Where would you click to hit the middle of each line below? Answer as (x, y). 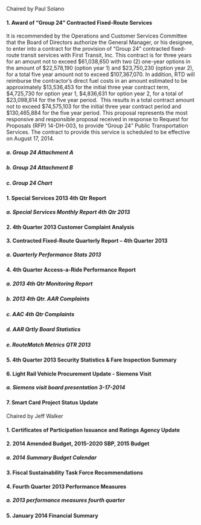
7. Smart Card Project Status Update (52, 402)
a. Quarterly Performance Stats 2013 (54, 255)
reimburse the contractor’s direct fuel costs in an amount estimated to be (97, 81)
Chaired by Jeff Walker (35, 416)
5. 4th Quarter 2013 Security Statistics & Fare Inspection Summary (91, 360)
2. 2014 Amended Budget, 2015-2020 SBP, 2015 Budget (78, 444)
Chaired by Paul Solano (35, 9)
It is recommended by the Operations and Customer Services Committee (97, 36)
